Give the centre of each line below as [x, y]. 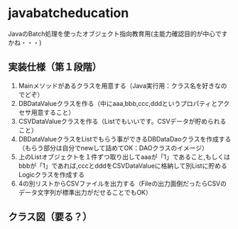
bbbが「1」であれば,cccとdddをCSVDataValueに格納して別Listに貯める [123, 166]
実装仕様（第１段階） [55, 67]
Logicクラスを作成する [51, 174]
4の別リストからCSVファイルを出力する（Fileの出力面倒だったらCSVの [122, 183]
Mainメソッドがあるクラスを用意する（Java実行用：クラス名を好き [117, 85]
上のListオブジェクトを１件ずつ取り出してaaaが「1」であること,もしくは [124, 156]
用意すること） [53, 112]
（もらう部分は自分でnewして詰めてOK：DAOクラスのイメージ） [113, 148]
